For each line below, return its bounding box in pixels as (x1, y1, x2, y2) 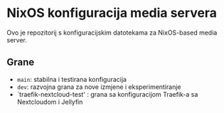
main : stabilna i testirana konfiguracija (16, 75, 127, 83)
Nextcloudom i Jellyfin (16, 97, 83, 106)
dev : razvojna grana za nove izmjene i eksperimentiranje (16, 83, 181, 91)
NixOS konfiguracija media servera (6, 5, 218, 21)
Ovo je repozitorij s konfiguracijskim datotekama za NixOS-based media (6, 28, 218, 37)
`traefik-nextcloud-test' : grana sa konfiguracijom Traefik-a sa (16, 90, 198, 98)
